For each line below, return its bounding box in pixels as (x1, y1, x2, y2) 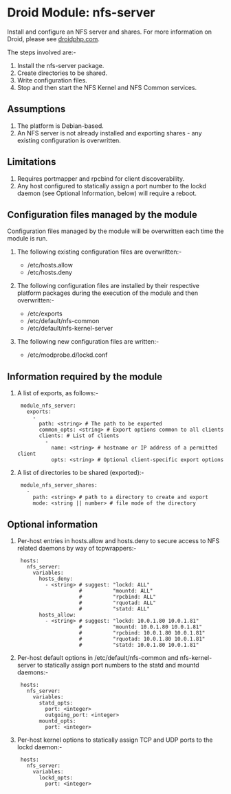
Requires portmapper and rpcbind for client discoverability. (16, 174, 185, 183)
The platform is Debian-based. (16, 122, 104, 130)
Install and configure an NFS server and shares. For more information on (7, 27, 212, 36)
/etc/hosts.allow (27, 261, 74, 269)
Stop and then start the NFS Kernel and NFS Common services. (16, 83, 197, 91)
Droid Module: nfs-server (7, 5, 155, 21)
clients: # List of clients (38, 432, 120, 439)
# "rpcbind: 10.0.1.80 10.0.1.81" (78, 630, 206, 637)
